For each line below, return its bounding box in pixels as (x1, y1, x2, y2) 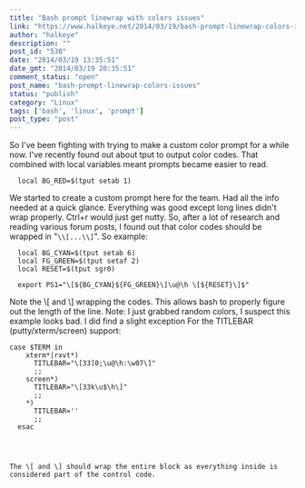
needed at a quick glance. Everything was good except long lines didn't (9, 202, 277, 214)
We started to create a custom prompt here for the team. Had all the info (9, 193, 280, 204)
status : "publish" (9, 89, 79, 98)
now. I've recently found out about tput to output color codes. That (9, 149, 259, 160)
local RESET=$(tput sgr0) (17, 264, 116, 274)
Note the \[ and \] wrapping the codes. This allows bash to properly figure (9, 296, 286, 307)
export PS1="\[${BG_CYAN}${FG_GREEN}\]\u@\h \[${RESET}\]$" (17, 281, 250, 290)
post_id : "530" (9, 47, 67, 56)
